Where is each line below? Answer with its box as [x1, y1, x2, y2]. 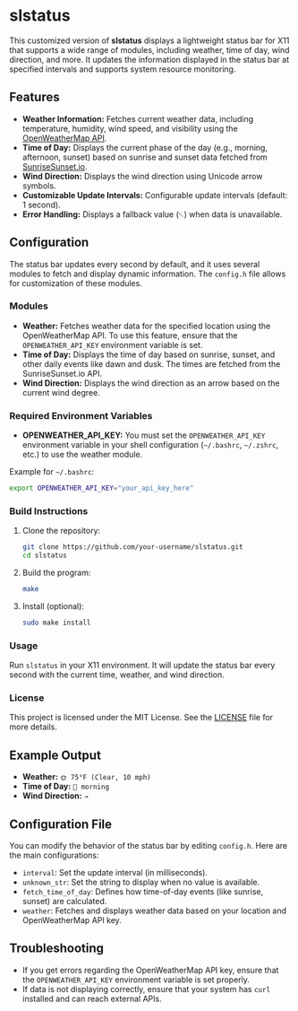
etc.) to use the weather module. [21, 449, 143, 460]
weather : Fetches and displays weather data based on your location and [21, 905, 287, 916]
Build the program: [21, 567, 91, 579]
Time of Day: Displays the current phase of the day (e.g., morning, [21, 142, 268, 153]
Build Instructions [9, 504, 89, 517]
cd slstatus [21, 551, 67, 561]
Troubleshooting [9, 941, 105, 956]
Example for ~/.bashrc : [9, 466, 95, 477]
